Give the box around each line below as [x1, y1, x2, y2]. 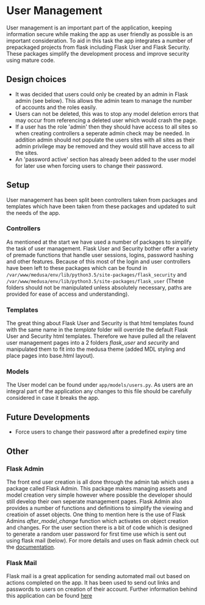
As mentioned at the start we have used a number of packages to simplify [6, 238, 192, 246]
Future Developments [6, 411, 90, 423]
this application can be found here [6, 592, 93, 599]
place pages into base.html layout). [6, 352, 95, 359]
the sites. [15, 149, 38, 156]
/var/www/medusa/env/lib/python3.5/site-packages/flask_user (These [6, 277, 184, 285]
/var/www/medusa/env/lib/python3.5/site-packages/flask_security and [6, 271, 187, 278]
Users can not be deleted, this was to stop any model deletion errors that [15, 110, 199, 117]
